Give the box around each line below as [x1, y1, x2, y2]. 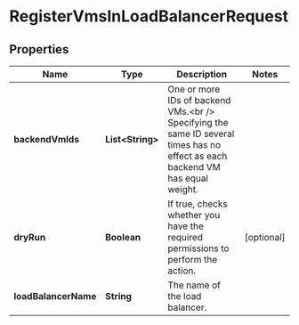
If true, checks [167, 198, 229, 210]
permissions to [167, 242, 230, 255]
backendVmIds [13, 134, 80, 145]
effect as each [167, 150, 228, 162]
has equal [167, 172, 209, 184]
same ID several [167, 127, 235, 140]
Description [176, 69, 228, 80]
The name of [167, 279, 221, 291]
